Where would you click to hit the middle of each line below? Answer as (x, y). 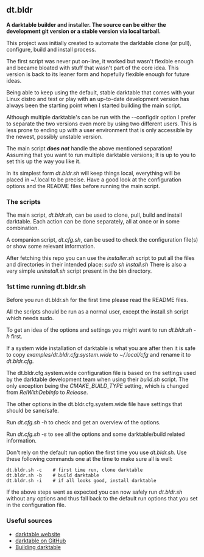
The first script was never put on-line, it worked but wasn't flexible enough (100, 61)
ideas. (14, 80)
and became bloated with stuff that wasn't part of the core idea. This (93, 68)
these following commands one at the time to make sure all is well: (90, 459)
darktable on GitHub (40, 541)
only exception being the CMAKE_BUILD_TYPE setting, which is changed (97, 386)
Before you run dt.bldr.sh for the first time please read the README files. (97, 300)
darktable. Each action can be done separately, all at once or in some (93, 222)
